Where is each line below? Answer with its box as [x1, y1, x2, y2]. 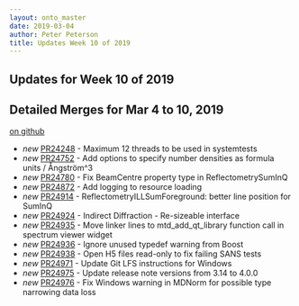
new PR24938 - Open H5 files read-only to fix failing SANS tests [22, 248, 262, 259]
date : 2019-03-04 [9, 22, 75, 31]
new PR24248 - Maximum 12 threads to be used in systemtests [22, 143, 258, 154]
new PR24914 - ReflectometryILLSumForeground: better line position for [22, 191, 291, 202]
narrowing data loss [22, 287, 96, 298]
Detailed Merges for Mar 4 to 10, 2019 [9, 103, 224, 118]
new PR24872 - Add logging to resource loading [22, 182, 203, 193]
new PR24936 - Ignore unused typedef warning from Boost [22, 239, 244, 250]
